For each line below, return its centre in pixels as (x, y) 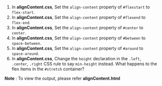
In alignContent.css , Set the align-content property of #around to (77, 48)
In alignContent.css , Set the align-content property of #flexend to (79, 17)
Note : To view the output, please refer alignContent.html (63, 78)
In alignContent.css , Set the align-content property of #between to (79, 38)
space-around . (25, 53)
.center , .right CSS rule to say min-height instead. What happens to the (84, 64)
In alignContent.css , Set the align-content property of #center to (77, 28)
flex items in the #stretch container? (48, 69)
